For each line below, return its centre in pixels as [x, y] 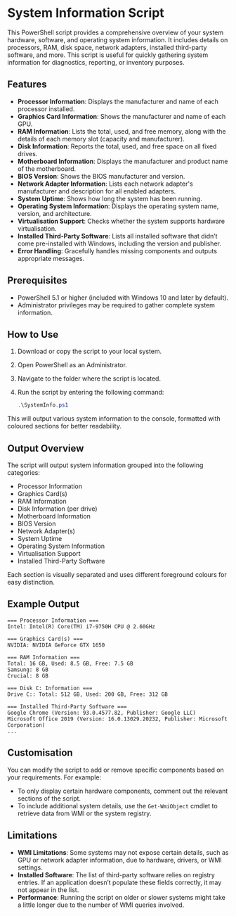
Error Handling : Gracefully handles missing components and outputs [117, 250]
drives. [27, 153]
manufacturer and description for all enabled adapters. [97, 191]
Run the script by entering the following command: [91, 393]
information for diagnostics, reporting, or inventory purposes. [96, 62]
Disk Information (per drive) [57, 509]
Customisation [40, 753]
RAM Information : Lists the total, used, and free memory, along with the [122, 131]
